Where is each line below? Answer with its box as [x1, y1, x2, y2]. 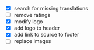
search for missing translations [13, 5, 89, 12]
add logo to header [13, 24, 60, 31]
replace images [13, 38, 51, 45]
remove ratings [13, 12, 51, 19]
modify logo [13, 18, 43, 25]
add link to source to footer [13, 31, 79, 38]
